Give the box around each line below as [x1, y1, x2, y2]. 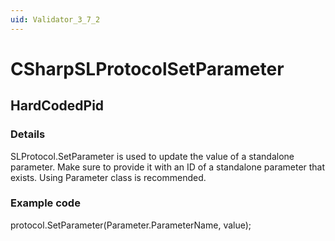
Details [10, 127, 46, 141]
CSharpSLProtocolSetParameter [10, 57, 285, 80]
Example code [10, 196, 81, 210]
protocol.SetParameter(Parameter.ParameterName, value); [10, 219, 252, 231]
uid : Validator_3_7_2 [10, 14, 101, 25]
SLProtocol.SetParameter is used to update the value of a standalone [10, 150, 295, 162]
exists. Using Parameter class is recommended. [10, 171, 207, 183]
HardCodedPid [10, 97, 105, 115]
